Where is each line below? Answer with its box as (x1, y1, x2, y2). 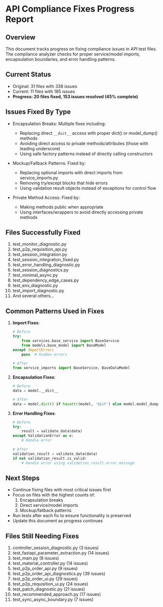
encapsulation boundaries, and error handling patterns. (5, 56, 116, 62)
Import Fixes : (12, 320, 40, 326)
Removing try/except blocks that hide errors (19, 180, 108, 186)
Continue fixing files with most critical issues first (12, 487, 111, 493)
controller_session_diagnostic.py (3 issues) (12, 545, 99, 551)
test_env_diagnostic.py (12, 283, 58, 288)
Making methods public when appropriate (19, 204, 104, 210)
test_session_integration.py (12, 251, 67, 257)
